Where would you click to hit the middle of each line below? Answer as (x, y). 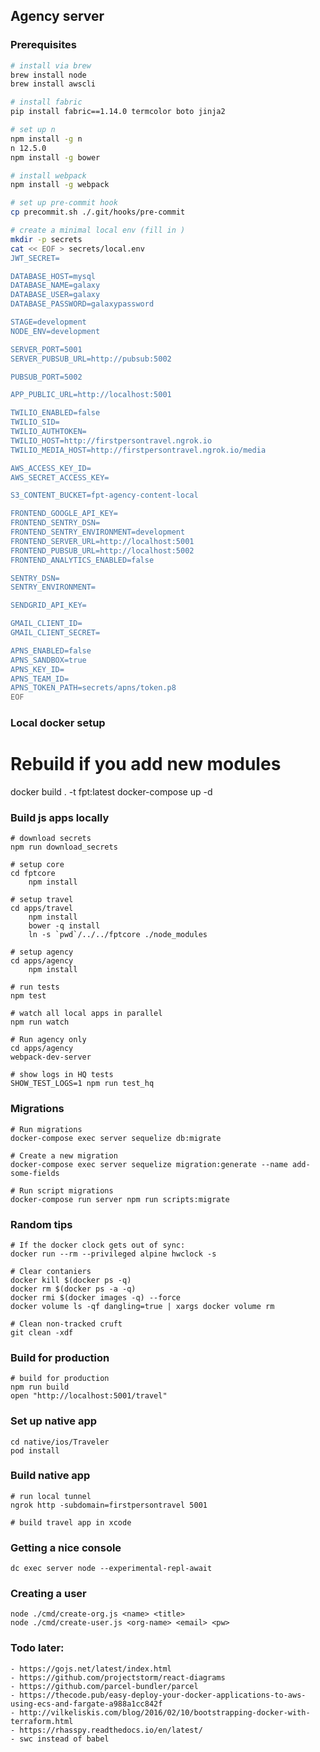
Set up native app (54, 1421)
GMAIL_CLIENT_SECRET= (55, 633)
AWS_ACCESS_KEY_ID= (51, 468)
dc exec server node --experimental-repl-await (111, 1569)
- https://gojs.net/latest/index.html (91, 1669)
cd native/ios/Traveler (60, 1442)
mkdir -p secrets (46, 239)
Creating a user (48, 1594)
